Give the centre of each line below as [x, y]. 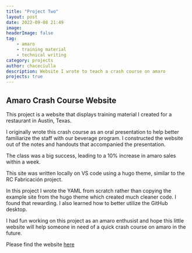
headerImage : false [30, 33]
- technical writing [41, 55]
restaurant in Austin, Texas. [39, 120]
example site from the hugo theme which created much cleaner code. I [91, 197]
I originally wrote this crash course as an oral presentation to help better [92, 131]
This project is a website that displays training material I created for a [89, 114]
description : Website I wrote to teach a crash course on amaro [86, 71]
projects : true [25, 77]
